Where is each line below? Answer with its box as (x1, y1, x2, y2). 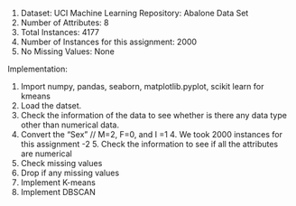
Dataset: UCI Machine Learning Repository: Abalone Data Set (20, 8, 249, 18)
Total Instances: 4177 (20, 27, 100, 37)
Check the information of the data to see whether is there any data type (20, 110, 287, 120)
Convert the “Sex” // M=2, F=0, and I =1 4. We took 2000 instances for (20, 129, 282, 139)
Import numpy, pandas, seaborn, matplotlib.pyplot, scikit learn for (20, 81, 264, 91)
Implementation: (7, 63, 69, 74)
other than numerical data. (20, 119, 120, 130)
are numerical (20, 148, 72, 159)
